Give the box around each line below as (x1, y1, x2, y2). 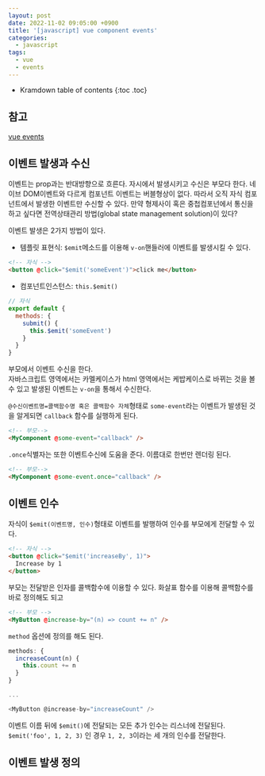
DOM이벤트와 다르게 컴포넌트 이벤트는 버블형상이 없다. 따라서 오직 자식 (22, 189, 244, 199)
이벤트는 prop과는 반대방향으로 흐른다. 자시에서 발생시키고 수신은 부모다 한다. (8, 180, 248, 189)
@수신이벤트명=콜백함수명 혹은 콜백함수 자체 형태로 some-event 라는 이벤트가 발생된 (8, 401, 248, 411)
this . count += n (22, 662, 77, 670)
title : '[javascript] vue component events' (8, 26, 158, 34)
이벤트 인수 (8, 497, 60, 511)
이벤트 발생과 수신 (8, 156, 90, 170)
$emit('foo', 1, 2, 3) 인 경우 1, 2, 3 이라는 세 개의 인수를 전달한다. (8, 730, 226, 739)
